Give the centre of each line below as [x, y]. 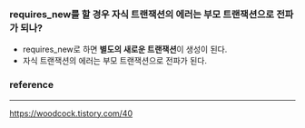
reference [32, 85]
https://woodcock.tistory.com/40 [71, 113]
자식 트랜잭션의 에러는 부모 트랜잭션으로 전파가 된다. [114, 61]
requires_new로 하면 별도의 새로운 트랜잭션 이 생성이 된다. [125, 49]
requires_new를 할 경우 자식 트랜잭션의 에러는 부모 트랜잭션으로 [142, 14]
